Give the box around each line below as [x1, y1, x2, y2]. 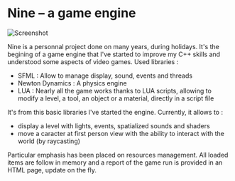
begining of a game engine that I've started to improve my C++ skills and [7, 50, 221, 58]
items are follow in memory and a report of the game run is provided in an [7, 158, 223, 167]
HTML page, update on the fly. [7, 165, 97, 174]
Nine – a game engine [7, 5, 136, 21]
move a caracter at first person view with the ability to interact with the [17, 129, 225, 138]
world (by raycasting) [17, 137, 80, 145]
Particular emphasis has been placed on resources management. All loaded [7, 150, 229, 159]
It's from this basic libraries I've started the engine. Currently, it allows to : [7, 108, 224, 116]
